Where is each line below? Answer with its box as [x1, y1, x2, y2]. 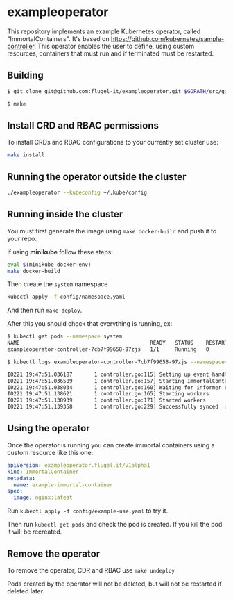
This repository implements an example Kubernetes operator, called [7, 27, 201, 35]
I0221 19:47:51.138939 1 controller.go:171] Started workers [7, 397, 207, 404]
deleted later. [7, 586, 45, 595]
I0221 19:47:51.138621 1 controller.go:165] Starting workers [7, 390, 209, 397]
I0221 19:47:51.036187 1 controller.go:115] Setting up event [7, 371, 209, 378]
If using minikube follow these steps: [7, 247, 113, 256]
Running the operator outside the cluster [7, 171, 187, 183]
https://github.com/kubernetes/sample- [110, 34, 224, 42]
